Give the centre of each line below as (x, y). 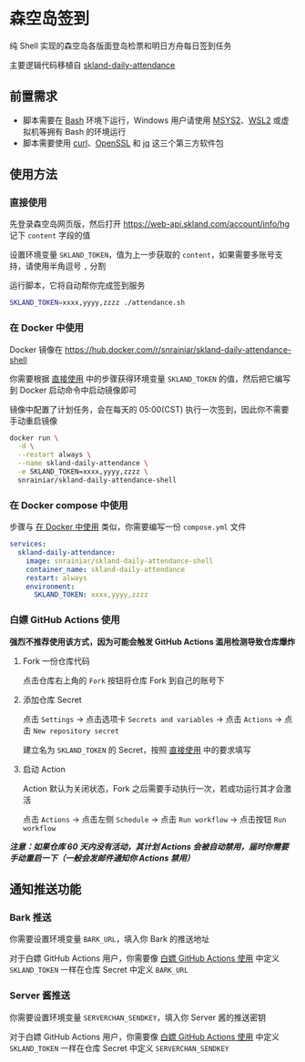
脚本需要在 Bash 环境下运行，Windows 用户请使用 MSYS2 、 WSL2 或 (152, 120)
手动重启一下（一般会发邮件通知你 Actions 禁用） (102, 858)
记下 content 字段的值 (50, 235)
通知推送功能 (46, 889)
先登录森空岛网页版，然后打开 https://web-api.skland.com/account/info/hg (149, 224)
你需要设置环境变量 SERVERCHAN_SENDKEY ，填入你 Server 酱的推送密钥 (138, 1017)
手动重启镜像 (33, 421)
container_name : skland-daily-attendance (105, 569)
